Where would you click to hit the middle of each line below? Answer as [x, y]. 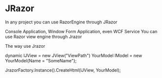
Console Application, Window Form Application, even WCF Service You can [81, 31]
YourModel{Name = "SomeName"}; [41, 60]
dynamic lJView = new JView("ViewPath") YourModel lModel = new [74, 55]
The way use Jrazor [25, 46]
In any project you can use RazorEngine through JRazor [61, 22]
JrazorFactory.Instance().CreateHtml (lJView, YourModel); [63, 70]
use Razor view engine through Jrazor [44, 37]
